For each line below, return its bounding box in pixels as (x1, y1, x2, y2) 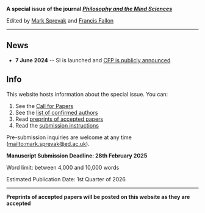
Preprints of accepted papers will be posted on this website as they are (6, 193, 190, 200)
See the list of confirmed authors (15, 109, 98, 116)
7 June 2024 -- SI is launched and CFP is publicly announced (15, 56, 171, 63)
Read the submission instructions (15, 121, 99, 129)
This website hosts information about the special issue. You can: (6, 90, 168, 98)
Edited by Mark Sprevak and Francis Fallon (6, 17, 114, 24)
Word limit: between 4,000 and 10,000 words (6, 164, 120, 171)
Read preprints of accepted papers (15, 115, 104, 123)
